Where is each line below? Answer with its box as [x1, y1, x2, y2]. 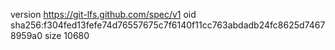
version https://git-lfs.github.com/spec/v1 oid [10, 9, 197, 20]
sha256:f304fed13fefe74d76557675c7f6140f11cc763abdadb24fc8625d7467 [10, 19, 326, 31]
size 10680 [44, 30, 90, 41]
